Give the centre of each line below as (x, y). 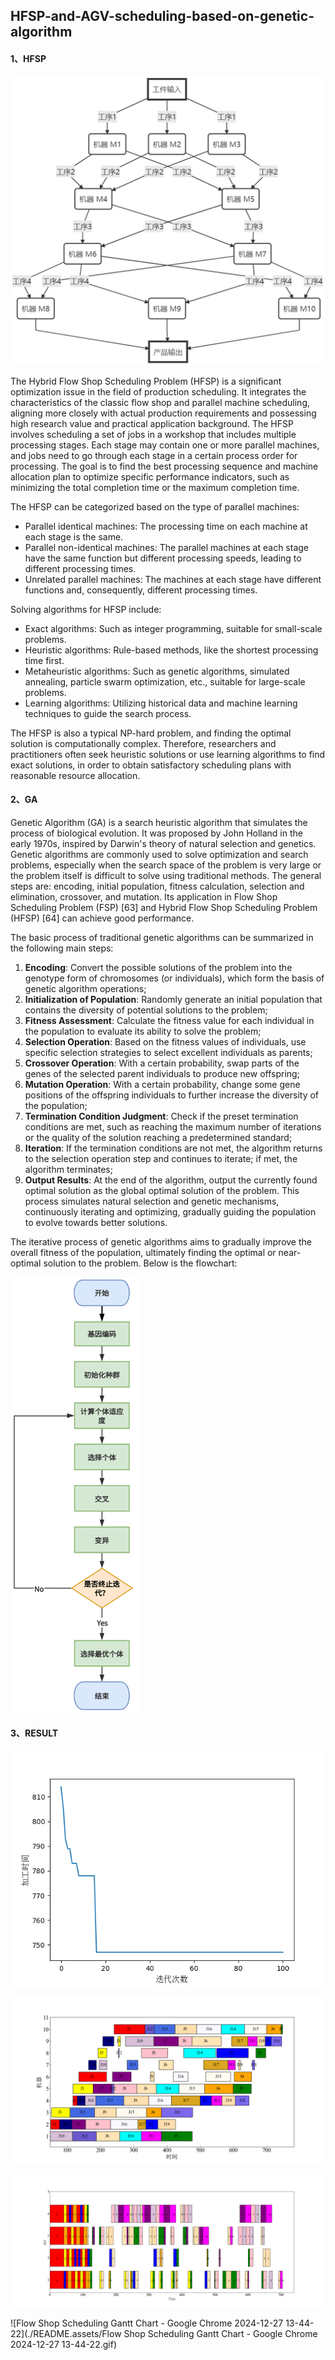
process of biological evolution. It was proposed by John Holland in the (156, 833)
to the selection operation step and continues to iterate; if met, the (161, 1159)
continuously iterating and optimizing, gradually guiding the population (170, 1212)
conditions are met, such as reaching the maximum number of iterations (173, 1127)
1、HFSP (28, 58)
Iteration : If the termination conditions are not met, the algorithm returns (173, 1148)
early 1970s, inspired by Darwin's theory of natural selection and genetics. (163, 844)
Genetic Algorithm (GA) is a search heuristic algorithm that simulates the (159, 823)
